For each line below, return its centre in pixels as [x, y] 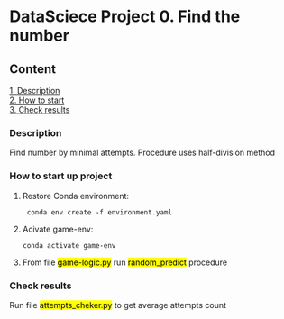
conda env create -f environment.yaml [100, 212]
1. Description [35, 91]
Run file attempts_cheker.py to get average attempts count [118, 305]
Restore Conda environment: [75, 196]
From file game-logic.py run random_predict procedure [125, 262]
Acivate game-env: [58, 229]
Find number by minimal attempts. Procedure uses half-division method [142, 153]
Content [33, 69]
